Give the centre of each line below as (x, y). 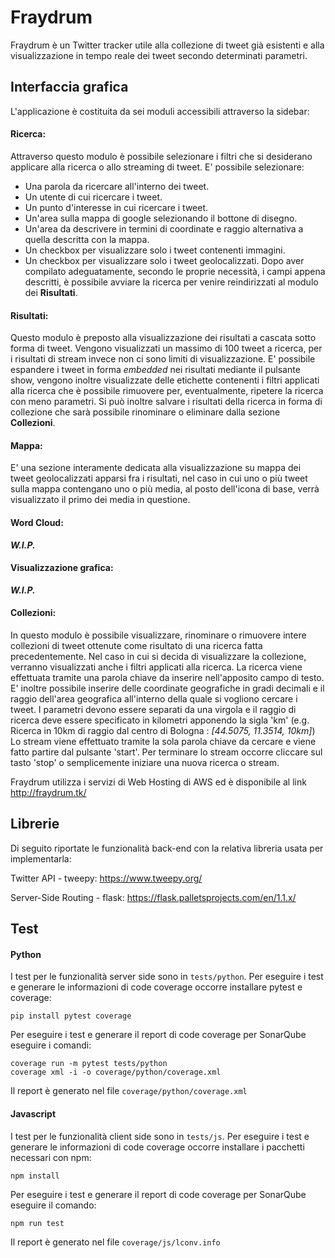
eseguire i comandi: (51, 1045)
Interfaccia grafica (69, 87)
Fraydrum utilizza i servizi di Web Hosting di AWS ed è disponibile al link (158, 782)
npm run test (37, 1223)
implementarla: (41, 858)
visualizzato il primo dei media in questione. (100, 500)
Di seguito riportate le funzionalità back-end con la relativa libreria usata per (167, 848)
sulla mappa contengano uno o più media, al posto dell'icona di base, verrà (165, 489)
